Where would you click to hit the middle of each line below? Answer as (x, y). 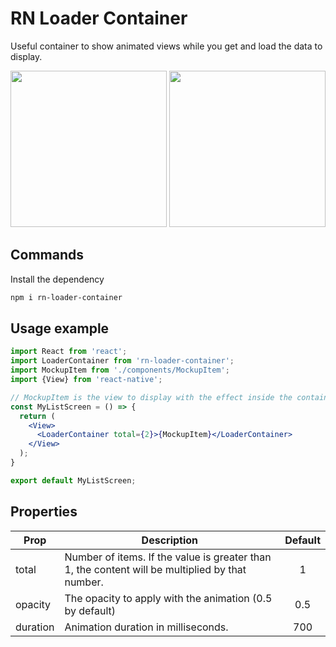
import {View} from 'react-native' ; (86, 380)
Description (170, 540)
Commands (47, 255)
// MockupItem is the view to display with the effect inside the (151, 397)
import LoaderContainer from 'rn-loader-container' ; (122, 361)
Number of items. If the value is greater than (168, 557)
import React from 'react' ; (69, 352)
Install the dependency (57, 279)
